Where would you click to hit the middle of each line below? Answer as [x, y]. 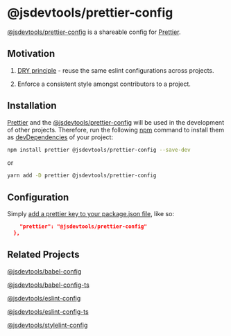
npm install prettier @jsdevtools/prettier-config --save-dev [99, 150]
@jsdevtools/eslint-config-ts [48, 311]
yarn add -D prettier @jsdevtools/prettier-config [82, 176]
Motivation [31, 54]
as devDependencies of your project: [60, 137]
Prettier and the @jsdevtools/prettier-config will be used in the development [115, 122]
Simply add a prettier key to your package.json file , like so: [91, 214]
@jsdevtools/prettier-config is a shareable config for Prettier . [94, 32]
